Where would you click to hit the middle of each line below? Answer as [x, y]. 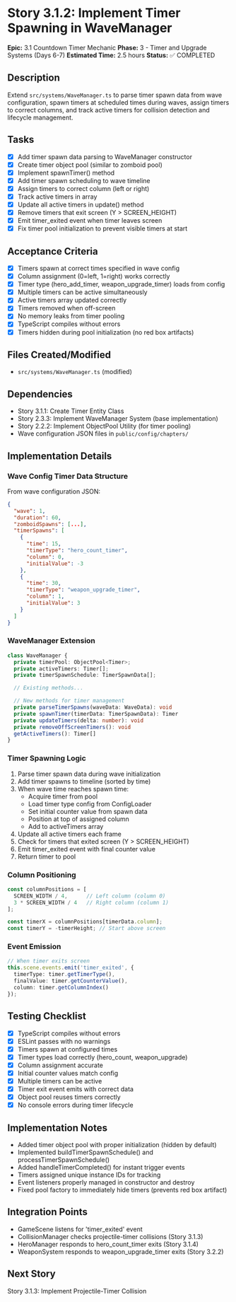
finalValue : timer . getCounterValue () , [71, 981]
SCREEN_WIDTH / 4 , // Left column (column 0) [90, 896]
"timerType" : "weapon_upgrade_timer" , [83, 590]
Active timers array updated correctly [72, 300]
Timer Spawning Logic [47, 758]
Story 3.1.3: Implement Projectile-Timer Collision [77, 1291]
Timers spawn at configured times [67, 1049]
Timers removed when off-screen [66, 308]
